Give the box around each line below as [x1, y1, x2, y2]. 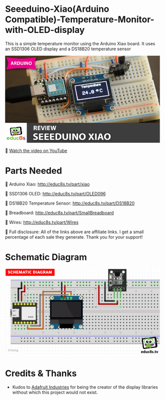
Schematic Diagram [5, 251, 87, 263]
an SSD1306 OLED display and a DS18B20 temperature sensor [5, 46, 131, 52]
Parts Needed [5, 165, 62, 176]
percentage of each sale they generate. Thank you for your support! [5, 234, 143, 240]
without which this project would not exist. [12, 389, 98, 395]
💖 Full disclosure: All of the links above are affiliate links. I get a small [5, 229, 144, 235]
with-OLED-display [5, 25, 85, 35]
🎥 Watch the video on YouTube [5, 148, 68, 154]
